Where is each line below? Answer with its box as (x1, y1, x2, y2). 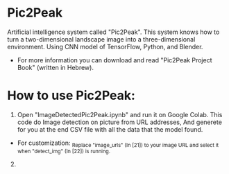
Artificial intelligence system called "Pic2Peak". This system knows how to (7, 28, 220, 36)
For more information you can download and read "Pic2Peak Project (17, 55, 212, 64)
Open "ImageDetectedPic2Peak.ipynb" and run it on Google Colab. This (17, 110, 223, 119)
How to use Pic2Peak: (7, 88, 135, 103)
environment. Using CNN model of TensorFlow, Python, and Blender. (7, 42, 203, 51)
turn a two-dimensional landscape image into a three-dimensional (7, 35, 196, 43)
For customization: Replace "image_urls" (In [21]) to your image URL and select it (17, 139, 219, 148)
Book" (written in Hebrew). (17, 63, 94, 71)
